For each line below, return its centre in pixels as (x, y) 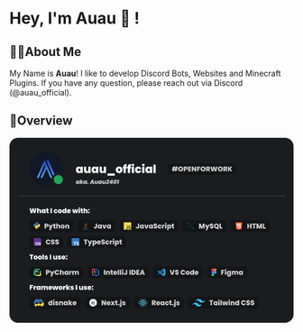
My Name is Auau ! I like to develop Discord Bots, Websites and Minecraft (145, 73)
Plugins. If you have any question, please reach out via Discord (126, 83)
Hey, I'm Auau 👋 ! (74, 18)
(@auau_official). (41, 92)
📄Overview (41, 121)
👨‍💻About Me (46, 52)
